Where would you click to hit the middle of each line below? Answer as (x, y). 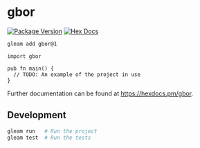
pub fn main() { (30, 68)
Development (37, 115)
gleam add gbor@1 (32, 44)
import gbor (24, 56)
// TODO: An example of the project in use (77, 74)
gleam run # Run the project (52, 131)
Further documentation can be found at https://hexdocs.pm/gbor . (100, 93)
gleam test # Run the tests (49, 138)
